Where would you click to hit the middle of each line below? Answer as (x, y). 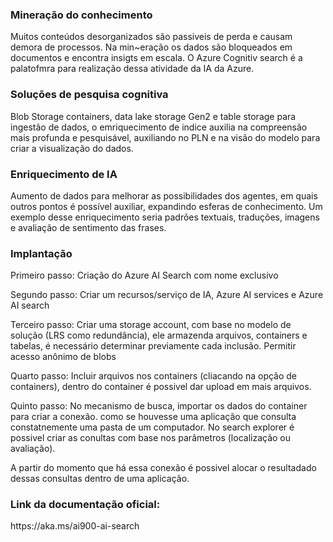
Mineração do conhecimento (81, 15)
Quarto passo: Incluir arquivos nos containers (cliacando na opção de (154, 376)
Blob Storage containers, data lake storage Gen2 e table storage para (153, 116)
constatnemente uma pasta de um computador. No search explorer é (152, 427)
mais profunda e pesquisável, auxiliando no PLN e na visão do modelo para (165, 137)
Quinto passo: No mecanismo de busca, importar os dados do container (159, 406)
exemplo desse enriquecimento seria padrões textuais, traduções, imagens (165, 217)
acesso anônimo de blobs (63, 357)
